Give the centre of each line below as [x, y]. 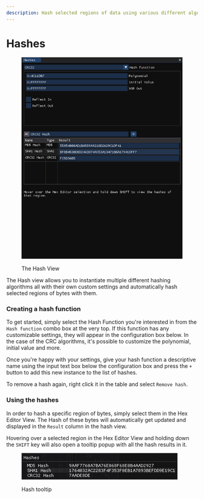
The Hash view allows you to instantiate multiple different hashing [89, 280]
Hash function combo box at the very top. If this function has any [88, 328]
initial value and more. [34, 348]
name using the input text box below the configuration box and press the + [99, 366]
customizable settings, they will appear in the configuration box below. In [97, 335]
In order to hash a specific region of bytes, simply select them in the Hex [97, 413]
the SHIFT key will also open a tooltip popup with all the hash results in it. [97, 444]
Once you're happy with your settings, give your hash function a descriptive [101, 360]
